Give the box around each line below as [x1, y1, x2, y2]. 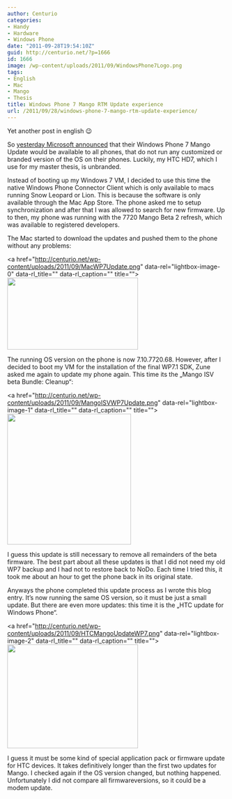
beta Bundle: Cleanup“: [7, 378, 74, 386]
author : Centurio [7, 10, 58, 17]
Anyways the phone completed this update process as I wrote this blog [7, 585, 211, 594]
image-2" [7, 636, 35, 645]
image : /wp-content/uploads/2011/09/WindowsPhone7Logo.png [7, 62, 183, 69]
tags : [7, 68, 23, 75]
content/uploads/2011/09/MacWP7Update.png [7, 262, 141, 271]
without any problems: [7, 241, 72, 250]
